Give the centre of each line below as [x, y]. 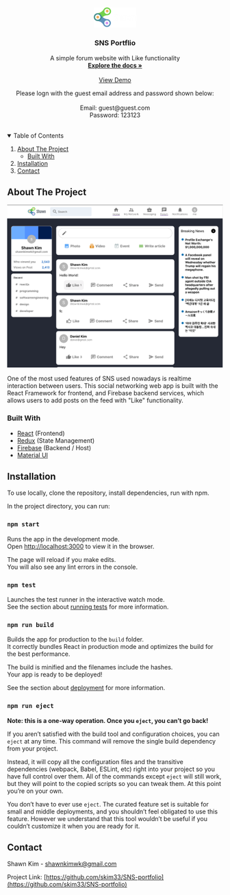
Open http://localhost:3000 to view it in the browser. [81, 546]
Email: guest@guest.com [115, 108]
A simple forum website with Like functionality [115, 58]
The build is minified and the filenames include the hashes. [90, 667]
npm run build [30, 625]
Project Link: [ [27, 877]
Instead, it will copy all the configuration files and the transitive [95, 761]
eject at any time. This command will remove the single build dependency [112, 741]
